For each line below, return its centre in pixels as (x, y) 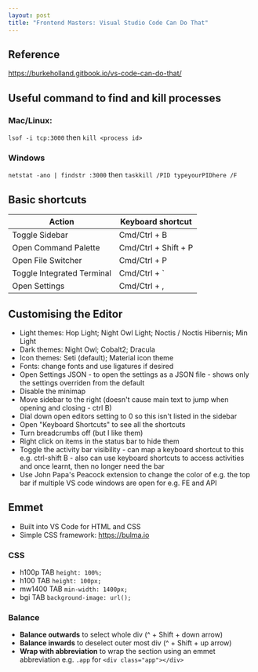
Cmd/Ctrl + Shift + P (156, 248)
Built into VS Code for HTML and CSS (80, 526)
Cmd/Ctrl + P (143, 261)
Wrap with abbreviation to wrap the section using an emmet (117, 652)
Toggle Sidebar (40, 235)
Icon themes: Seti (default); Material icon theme (96, 357)
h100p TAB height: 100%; (61, 572)
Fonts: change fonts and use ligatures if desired (96, 366)
